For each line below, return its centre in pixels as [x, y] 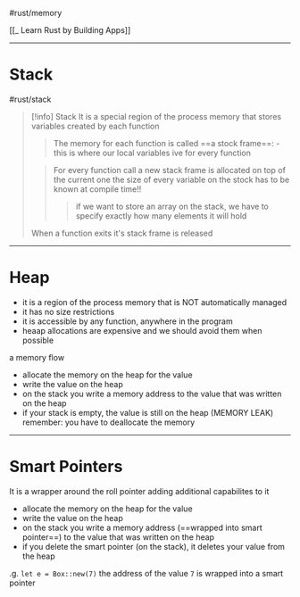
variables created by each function [95, 126]
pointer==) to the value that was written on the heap [118, 537]
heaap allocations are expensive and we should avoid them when [142, 330]
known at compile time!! [97, 189]
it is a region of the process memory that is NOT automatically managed [154, 302]
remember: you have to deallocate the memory [108, 422]
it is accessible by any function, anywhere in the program [128, 321]
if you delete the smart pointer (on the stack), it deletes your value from [154, 546]
